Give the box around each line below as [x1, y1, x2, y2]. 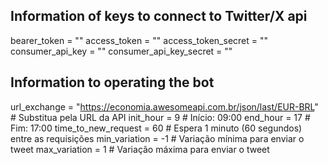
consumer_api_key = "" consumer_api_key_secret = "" [10, 45, 233, 57]
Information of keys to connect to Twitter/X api [10, 8, 308, 25]
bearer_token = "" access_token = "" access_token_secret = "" [10, 34, 269, 46]
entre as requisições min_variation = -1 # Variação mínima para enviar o [10, 132, 305, 144]
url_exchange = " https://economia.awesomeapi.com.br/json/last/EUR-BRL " [10, 100, 319, 113]
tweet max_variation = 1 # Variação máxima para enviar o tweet [10, 143, 270, 155]
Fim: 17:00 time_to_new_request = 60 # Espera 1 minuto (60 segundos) [10, 122, 303, 134]
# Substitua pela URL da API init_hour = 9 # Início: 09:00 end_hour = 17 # [10, 111, 311, 123]
